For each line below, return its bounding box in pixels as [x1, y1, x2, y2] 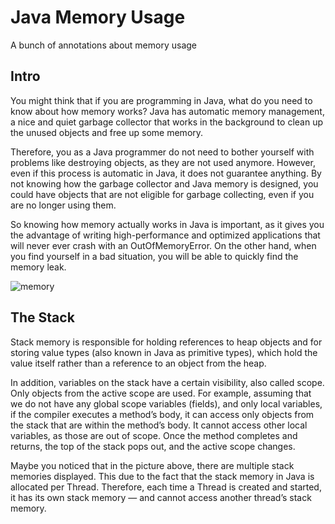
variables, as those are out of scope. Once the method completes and [10, 429, 298, 441]
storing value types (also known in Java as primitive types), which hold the [10, 346, 318, 358]
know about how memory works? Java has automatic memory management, [10, 105, 325, 117]
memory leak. [10, 261, 67, 273]
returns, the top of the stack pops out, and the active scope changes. [10, 440, 296, 452]
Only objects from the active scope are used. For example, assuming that [10, 387, 312, 399]
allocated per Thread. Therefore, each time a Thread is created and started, [10, 481, 322, 493]
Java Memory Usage [10, 6, 186, 29]
